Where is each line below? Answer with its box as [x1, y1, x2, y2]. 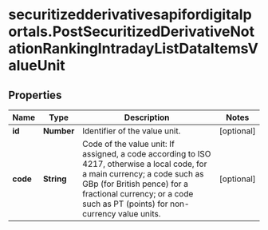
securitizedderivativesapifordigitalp [8, 6, 253, 24]
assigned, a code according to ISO [82, 149, 211, 159]
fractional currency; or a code [82, 188, 194, 199]
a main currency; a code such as [82, 169, 204, 179]
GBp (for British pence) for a [82, 178, 189, 189]
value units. [118, 208, 161, 219]
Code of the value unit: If [82, 138, 175, 149]
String [42, 173, 67, 184]
